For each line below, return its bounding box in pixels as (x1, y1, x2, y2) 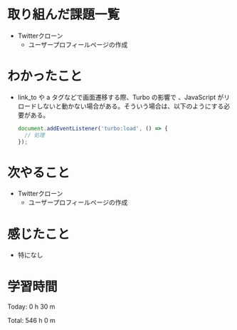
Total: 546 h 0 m (7, 316, 56, 325)
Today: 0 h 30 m (7, 302, 56, 311)
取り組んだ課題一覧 (7, 6, 120, 23)
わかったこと (7, 68, 83, 84)
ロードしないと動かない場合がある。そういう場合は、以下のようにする (17, 101, 224, 110)
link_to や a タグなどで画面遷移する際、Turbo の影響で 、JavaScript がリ (17, 93, 230, 101)
